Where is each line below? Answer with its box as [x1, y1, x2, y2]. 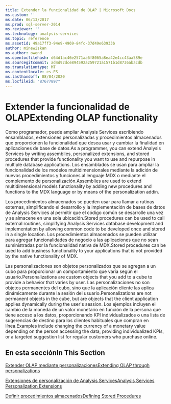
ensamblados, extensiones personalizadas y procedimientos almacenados [5, 134, 162, 140]
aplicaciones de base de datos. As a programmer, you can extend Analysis [5, 145, 161, 151]
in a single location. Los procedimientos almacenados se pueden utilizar [5, 231, 157, 237]
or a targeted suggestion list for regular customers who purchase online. [5, 333, 158, 339]
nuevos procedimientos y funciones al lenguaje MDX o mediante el [5, 172, 146, 178]
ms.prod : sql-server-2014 [5, 22, 60, 27]
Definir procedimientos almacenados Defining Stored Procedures [5, 393, 141, 399]
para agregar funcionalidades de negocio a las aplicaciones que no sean [5, 237, 158, 243]
